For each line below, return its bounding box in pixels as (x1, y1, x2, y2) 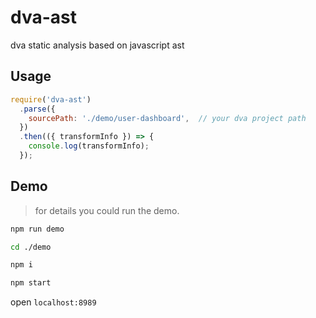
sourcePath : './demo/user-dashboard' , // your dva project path (28, 113, 307, 123)
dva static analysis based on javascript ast (10, 39, 185, 51)
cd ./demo (10, 242, 52, 252)
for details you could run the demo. (34, 204, 180, 216)
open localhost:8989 (10, 296, 97, 308)
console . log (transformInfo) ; (28, 141, 150, 151)
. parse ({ (19, 104, 56, 114)
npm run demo (10, 224, 65, 234)
